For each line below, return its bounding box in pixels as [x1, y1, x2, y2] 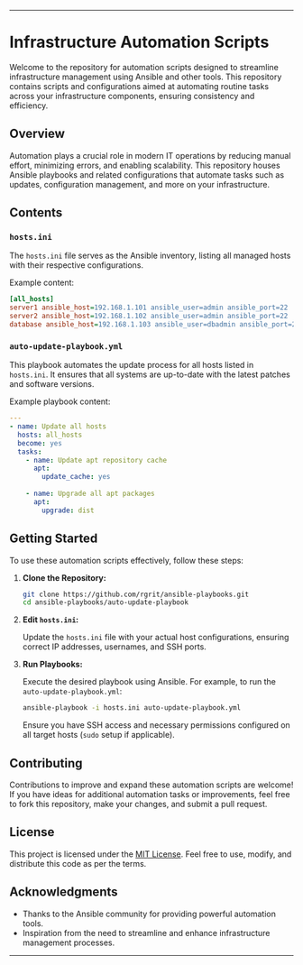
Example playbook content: [9, 396, 111, 407]
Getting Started [9, 531, 98, 547]
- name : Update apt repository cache [25, 455, 168, 464]
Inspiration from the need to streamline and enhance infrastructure [22, 927, 271, 938]
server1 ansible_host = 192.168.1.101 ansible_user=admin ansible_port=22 [9, 303, 289, 312]
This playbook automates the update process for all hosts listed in [9, 360, 254, 371]
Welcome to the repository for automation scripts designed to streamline [9, 61, 280, 72]
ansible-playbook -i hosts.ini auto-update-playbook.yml [22, 703, 242, 712]
